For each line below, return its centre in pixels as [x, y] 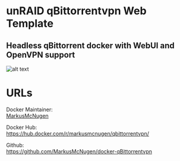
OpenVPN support [41, 55]
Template [30, 23]
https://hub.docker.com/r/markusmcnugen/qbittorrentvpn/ [78, 133]
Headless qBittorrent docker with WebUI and [90, 45]
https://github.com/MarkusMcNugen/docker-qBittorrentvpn [79, 151]
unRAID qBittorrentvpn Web [76, 11]
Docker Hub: [22, 127]
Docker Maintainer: [30, 109]
